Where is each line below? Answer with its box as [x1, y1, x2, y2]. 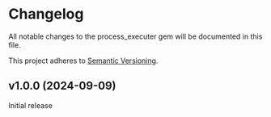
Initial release [8, 100, 53, 110]
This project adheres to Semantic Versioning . [8, 56, 159, 65]
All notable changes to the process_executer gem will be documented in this [8, 31, 263, 41]
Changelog [8, 5, 84, 23]
